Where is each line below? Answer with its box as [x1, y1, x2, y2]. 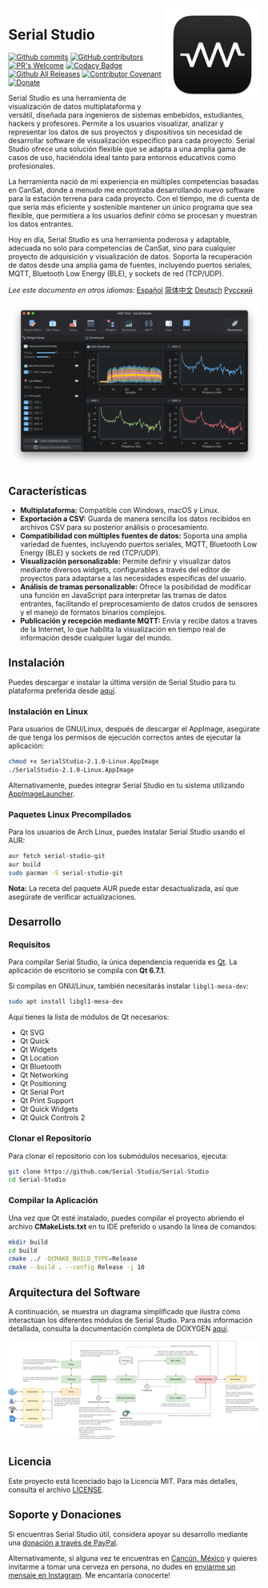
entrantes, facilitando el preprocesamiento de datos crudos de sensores [19, 599, 258, 608]
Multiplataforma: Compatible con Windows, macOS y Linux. [19, 505, 220, 515]
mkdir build [8, 1238, 48, 1246]
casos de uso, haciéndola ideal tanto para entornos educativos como [8, 152, 236, 162]
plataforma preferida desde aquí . [8, 686, 117, 696]
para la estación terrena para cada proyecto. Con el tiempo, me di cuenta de [8, 194, 260, 203]
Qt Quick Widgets [19, 1105, 78, 1114]
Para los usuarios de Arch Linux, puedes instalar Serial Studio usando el [8, 827, 246, 837]
